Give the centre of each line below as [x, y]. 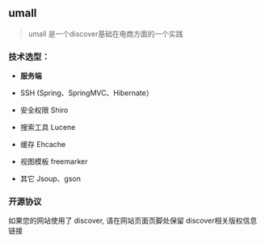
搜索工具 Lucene [48, 128]
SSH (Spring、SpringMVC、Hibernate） [86, 93]
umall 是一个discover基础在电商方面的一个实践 [105, 34]
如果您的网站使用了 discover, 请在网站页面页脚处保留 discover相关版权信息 [132, 220]
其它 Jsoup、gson [50, 179]
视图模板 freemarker [54, 161]
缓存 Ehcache [43, 145]
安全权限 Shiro [44, 110]
